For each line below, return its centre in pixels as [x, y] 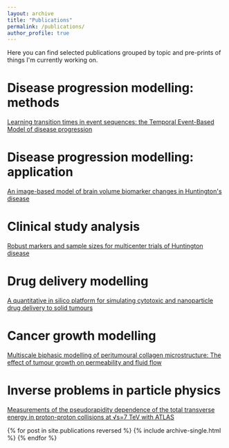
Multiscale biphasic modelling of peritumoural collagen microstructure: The [114, 355]
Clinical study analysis [74, 227]
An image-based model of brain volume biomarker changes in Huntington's [115, 191]
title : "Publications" [40, 20]
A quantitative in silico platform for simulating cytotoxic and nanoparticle [110, 300]
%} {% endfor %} [32, 438]
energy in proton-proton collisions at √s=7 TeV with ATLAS [91, 417]
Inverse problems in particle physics [114, 391]
